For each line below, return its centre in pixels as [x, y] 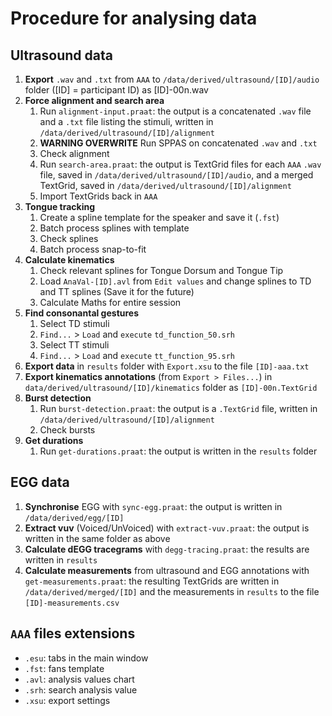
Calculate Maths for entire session [110, 302]
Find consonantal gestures [82, 313]
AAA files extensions [73, 633]
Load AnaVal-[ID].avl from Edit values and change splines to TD [175, 281]
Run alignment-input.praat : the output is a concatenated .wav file [175, 111]
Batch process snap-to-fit [93, 249]
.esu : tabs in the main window [86, 658]
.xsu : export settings [67, 700]
